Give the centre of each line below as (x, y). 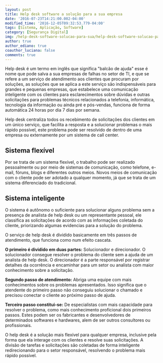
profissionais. (19, 325)
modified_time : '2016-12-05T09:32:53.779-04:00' (55, 23)
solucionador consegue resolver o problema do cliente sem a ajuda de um (79, 255)
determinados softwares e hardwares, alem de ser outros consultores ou (78, 320)
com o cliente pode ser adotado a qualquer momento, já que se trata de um (81, 178)
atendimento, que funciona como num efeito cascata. (58, 240)
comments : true (20, 55)
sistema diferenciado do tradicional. (41, 183)
